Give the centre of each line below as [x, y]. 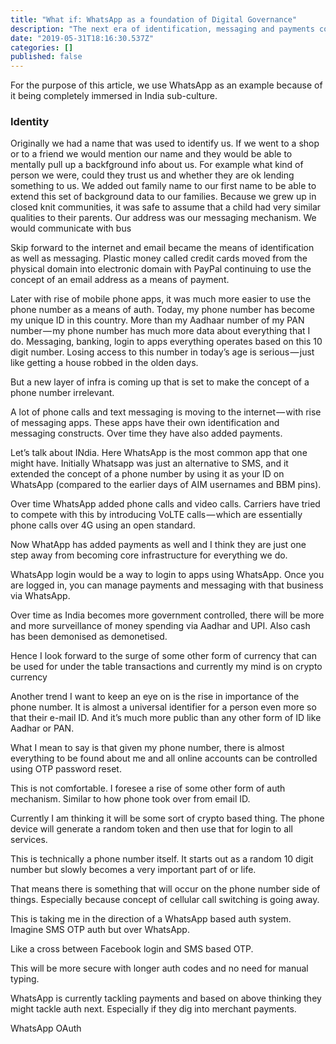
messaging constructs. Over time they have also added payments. [146, 433]
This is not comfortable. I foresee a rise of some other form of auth [148, 788]
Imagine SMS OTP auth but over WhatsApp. [100, 930]
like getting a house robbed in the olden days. [104, 363]
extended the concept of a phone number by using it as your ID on [147, 474]
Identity [30, 122]
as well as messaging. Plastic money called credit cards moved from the [159, 258]
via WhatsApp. [40, 596]
